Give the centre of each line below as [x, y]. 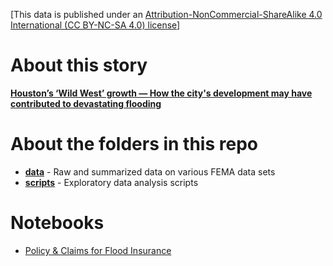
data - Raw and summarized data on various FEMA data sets [150, 171]
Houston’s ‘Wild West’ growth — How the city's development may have [161, 93]
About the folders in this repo [134, 144]
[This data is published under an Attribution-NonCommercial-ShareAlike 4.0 [166, 14]
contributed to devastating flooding [86, 103]
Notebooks [57, 223]
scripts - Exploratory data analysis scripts [111, 182]
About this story [79, 65]
